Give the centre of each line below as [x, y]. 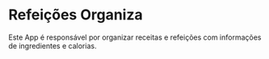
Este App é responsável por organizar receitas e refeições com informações [135, 37]
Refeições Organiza [76, 15]
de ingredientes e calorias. [53, 45]
